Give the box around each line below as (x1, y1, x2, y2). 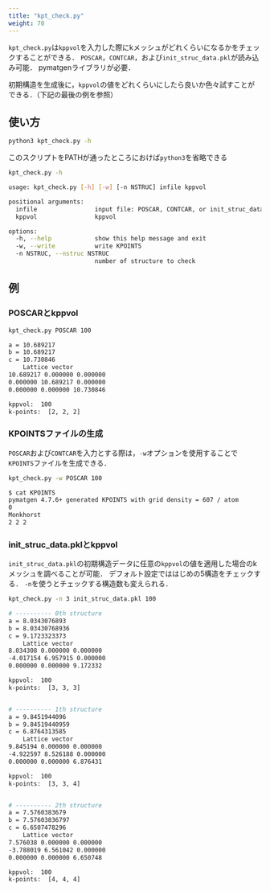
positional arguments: (8, 198, 84, 206)
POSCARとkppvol (8, 307, 79, 318)
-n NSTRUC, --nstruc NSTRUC (15, 250, 110, 258)
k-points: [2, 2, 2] (8, 408, 81, 416)
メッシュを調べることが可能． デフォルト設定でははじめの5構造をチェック (8, 569, 255, 579)
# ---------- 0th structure (8, 610, 103, 618)
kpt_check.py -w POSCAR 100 (8, 474, 103, 482)
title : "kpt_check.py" (8, 11, 84, 20)
